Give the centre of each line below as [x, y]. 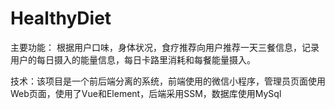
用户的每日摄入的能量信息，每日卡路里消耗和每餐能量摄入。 [133, 59]
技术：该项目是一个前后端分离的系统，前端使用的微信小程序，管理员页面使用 [168, 81]
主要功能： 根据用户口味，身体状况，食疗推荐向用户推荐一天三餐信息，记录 [165, 47]
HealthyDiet [61, 18]
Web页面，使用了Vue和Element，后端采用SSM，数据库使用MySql [146, 93]
